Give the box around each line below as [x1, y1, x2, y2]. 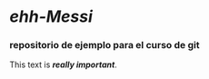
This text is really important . [9, 59, 118, 70]
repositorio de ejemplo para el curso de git [9, 39, 200, 52]
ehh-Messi [9, 6, 94, 27]
